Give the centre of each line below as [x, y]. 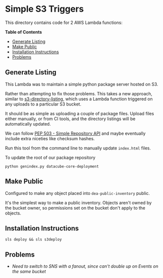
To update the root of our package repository [50, 157]
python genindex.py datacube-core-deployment [52, 166]
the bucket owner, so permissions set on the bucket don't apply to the [75, 208]
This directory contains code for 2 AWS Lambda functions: [64, 22]
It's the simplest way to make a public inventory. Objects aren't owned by [78, 203]
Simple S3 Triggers [45, 9]
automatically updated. [28, 124]
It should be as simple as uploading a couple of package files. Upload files [80, 113]
